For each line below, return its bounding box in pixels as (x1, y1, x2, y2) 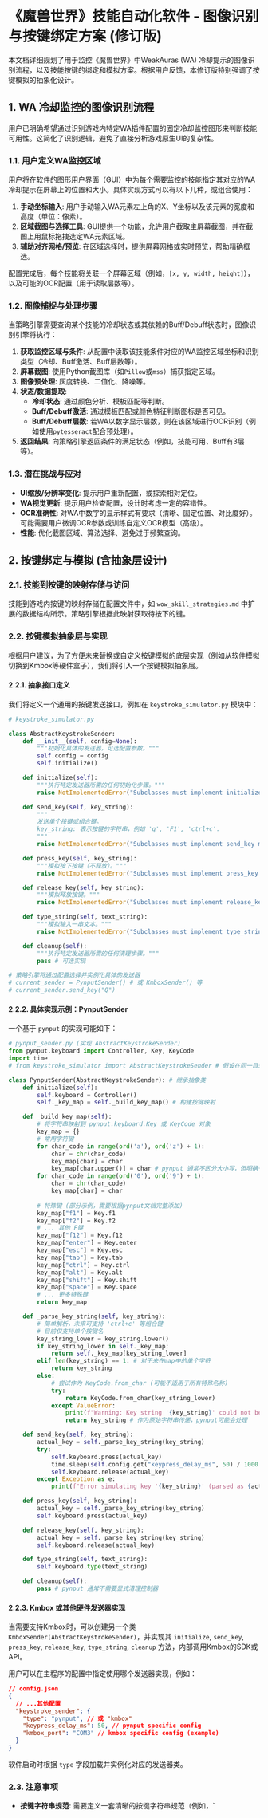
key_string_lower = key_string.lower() (37, 1335, 170, 1343)
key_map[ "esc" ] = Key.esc (37, 1246, 124, 1254)
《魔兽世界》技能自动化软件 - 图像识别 (8, 7, 259, 26)
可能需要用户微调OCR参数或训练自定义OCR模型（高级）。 (19, 517, 207, 527)
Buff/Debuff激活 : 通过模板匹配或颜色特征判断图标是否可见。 (31, 407, 230, 416)
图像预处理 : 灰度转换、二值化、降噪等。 (19, 376, 150, 387)
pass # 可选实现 (37, 957, 86, 965)
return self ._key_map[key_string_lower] (50, 1349, 187, 1358)
